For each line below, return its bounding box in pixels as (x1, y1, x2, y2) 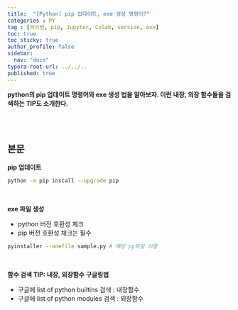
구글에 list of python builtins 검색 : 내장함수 (17, 285, 140, 294)
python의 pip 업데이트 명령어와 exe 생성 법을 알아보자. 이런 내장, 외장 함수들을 (7, 90, 224, 99)
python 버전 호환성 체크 (17, 220, 84, 228)
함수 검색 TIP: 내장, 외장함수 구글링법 (7, 270, 109, 279)
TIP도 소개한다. (26, 99, 69, 107)
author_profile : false (7, 43, 75, 50)
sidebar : (7, 50, 33, 57)
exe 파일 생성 (7, 205, 45, 214)
